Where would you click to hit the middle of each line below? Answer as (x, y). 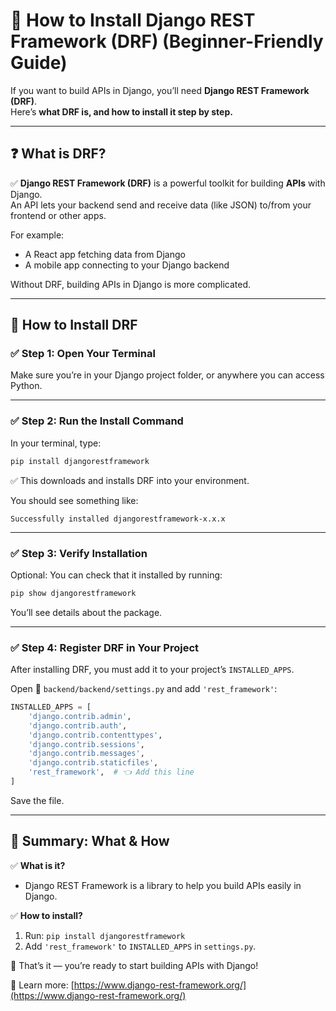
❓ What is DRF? (58, 154)
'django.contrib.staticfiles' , (93, 763)
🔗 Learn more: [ (42, 985)
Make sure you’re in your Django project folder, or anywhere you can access (167, 375)
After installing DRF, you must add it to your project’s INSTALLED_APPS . (152, 670)
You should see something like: (74, 500)
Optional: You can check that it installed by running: (116, 575)
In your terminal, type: (56, 443)
